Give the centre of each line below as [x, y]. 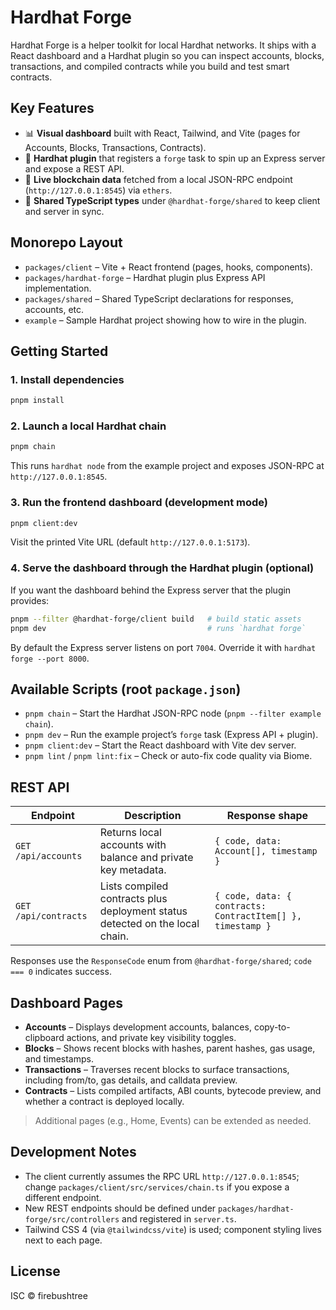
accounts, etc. [54, 309]
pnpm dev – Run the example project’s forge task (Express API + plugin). [171, 735]
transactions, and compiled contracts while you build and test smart [150, 66]
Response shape [267, 816]
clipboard [44, 1037]
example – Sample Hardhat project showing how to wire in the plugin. [165, 320]
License [35, 1271]
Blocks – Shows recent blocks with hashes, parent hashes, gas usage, [170, 1048]
